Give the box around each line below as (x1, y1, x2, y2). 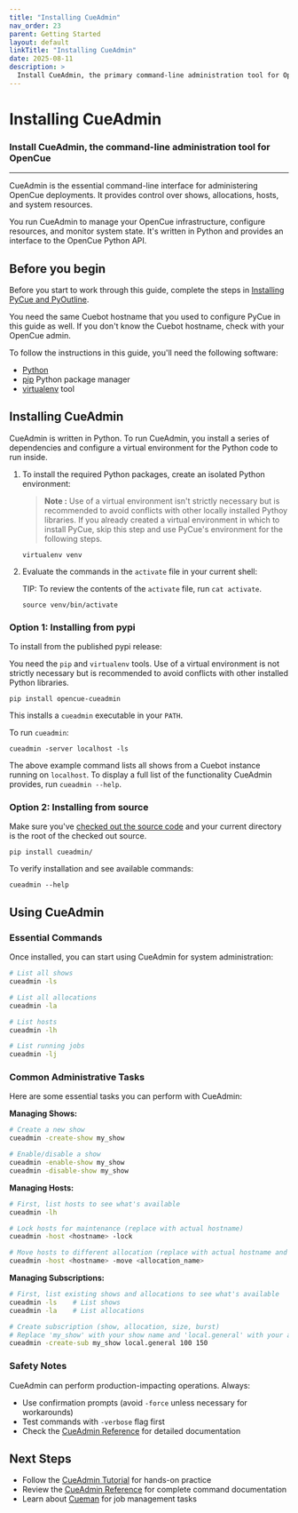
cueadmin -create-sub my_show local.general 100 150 (9, 1339, 208, 1348)
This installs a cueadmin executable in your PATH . (9, 710, 184, 721)
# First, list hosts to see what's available (9, 1199, 180, 1208)
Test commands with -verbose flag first (21, 1416, 166, 1427)
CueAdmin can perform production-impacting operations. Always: (9, 1380, 251, 1390)
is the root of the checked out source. (9, 831, 147, 841)
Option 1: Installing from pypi (9, 621, 136, 633)
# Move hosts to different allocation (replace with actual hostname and (9, 1248, 288, 1257)
